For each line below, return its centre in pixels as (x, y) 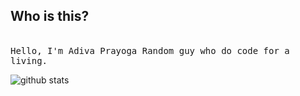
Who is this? (50, 16)
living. (29, 60)
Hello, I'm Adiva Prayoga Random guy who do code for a (150, 50)
